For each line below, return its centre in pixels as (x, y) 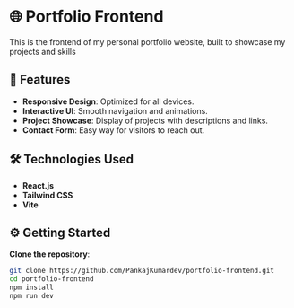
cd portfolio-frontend (52, 279)
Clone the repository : (50, 254)
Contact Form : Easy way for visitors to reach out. (113, 130)
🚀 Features (40, 79)
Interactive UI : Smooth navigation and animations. (115, 110)
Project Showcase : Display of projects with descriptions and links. (145, 120)
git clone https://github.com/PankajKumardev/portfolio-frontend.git (142, 271)
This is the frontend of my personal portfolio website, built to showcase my (147, 41)
